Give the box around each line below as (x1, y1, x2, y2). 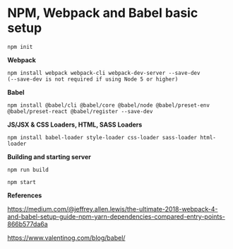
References (7, 191, 42, 199)
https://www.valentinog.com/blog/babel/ (7, 233, 126, 242)
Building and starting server (7, 152, 92, 161)
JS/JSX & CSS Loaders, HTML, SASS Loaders (7, 120, 143, 129)
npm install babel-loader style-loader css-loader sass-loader (7, 134, 198, 141)
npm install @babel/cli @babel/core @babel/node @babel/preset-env (7, 101, 210, 109)
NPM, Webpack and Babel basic (7, 5, 198, 21)
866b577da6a (7, 219, 48, 228)
